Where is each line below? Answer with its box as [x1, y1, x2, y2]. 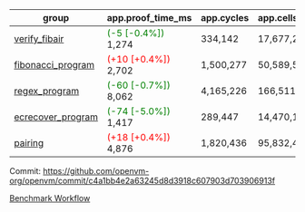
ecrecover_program [14, 111, 98, 123]
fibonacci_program [14, 59, 95, 71]
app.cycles [201, 12, 250, 24]
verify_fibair [14, 33, 64, 44]
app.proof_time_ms [106, 12, 192, 24]
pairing [14, 137, 44, 149]
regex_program [14, 85, 80, 97]
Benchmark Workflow [9, 193, 91, 203]
